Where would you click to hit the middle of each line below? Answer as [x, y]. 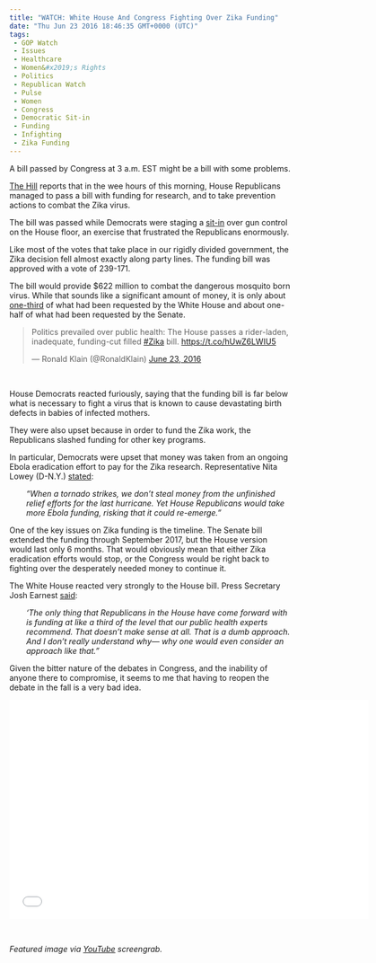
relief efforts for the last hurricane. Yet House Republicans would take [156, 503]
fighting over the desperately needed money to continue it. [118, 568]
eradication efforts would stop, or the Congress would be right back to [140, 559]
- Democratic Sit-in [52, 118]
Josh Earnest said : [44, 595]
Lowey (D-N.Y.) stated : [52, 476]
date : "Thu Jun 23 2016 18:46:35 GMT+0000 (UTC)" [104, 26]
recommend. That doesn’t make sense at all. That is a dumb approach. [158, 632]
